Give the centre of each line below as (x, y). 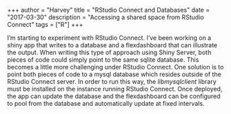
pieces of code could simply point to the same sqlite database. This (103, 60)
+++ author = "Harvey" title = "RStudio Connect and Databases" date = (109, 10)
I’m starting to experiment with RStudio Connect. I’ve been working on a (109, 38)
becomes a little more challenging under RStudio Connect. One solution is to (115, 67)
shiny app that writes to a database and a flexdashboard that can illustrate (112, 45)
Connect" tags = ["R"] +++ (45, 24)
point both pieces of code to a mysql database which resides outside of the (114, 74)
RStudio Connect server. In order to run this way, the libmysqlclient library (112, 81)
